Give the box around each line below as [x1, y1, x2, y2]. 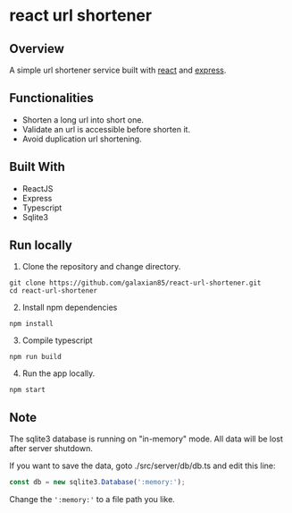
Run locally [9, 238, 73, 253]
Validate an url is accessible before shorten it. [21, 124, 190, 134]
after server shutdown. [9, 443, 94, 454]
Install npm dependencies [21, 302, 118, 313]
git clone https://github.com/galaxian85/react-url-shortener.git [9, 278, 262, 287]
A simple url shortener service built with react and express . [9, 64, 227, 75]
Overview [9, 41, 65, 56]
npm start [9, 386, 46, 395]
